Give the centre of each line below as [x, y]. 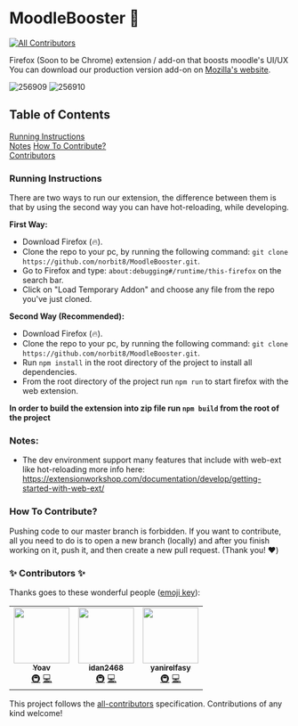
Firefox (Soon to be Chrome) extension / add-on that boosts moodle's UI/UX [149, 60]
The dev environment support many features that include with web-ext [152, 460]
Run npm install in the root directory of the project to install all [137, 363]
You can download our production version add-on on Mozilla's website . [140, 69]
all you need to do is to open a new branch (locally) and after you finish [139, 540]
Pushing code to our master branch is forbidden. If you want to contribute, [145, 531]
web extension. [50, 391]
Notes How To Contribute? [58, 145]
